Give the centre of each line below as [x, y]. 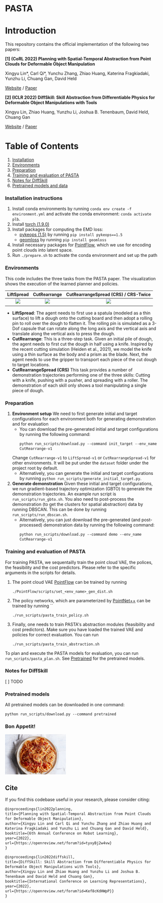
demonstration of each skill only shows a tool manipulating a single [79, 385]
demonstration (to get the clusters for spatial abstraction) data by [78, 505]
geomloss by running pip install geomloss [63, 240]
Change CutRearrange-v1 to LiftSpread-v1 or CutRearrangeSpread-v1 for [84, 458]
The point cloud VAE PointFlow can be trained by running [69, 582]
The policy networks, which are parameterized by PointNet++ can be [81, 600]
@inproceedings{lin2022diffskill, [40, 857]
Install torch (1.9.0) [31, 224]
